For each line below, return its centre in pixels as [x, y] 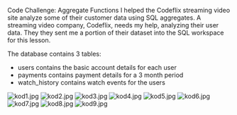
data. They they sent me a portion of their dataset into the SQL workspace [116, 32]
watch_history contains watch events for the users [91, 83]
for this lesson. [29, 40]
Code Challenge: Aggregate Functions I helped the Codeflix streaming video [119, 10]
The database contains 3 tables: [54, 54]
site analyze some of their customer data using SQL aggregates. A [104, 18]
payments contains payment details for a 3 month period [100, 75]
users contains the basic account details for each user [97, 67]
